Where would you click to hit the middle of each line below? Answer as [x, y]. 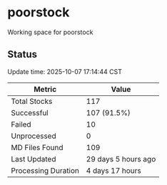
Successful [30, 112]
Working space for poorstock [50, 32]
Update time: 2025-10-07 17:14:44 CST [65, 71]
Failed [21, 124]
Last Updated [34, 159]
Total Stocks [32, 101]
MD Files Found [37, 147]
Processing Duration [45, 170]
